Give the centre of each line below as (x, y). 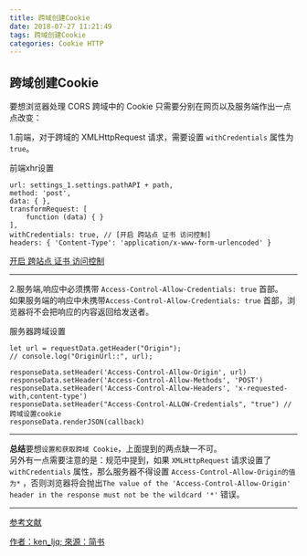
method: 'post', (40, 194)
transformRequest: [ (49, 210)
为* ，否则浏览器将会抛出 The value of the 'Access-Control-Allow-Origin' (150, 483)
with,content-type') (49, 397)
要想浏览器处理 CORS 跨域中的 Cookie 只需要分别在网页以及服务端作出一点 (150, 107)
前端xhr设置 (32, 168)
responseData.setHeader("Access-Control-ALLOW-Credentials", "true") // (151, 404)
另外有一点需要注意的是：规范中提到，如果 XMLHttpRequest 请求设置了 (141, 460)
